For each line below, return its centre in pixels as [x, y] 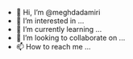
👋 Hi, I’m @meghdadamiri [58, 12]
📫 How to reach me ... [53, 47]
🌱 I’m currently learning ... [59, 29]
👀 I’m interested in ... [50, 21]
